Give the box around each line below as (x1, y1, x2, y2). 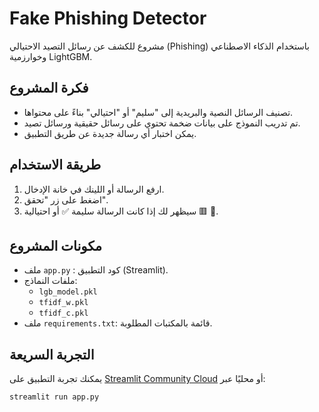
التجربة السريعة (9, 346, 95, 363)
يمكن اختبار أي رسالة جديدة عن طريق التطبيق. (23, 127, 197, 139)
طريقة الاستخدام (9, 157, 102, 174)
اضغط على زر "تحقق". (23, 193, 109, 206)
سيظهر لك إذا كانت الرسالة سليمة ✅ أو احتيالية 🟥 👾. (23, 205, 219, 217)
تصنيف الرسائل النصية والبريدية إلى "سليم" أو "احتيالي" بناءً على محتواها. (23, 106, 294, 118)
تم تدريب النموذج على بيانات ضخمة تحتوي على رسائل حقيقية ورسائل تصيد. (23, 117, 301, 129)
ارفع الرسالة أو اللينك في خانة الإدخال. (23, 183, 165, 195)
